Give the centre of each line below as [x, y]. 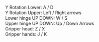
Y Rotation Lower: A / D [29, 7]
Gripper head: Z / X [25, 29]
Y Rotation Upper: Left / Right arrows [43, 13]
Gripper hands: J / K [26, 34]
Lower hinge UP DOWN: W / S [36, 18]
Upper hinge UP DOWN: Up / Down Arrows [50, 23]
